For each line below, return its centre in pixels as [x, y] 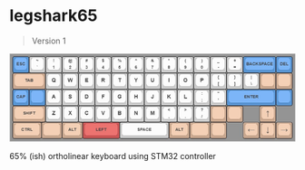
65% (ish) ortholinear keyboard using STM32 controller [113, 156]
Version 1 [49, 41]
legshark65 [54, 16]
